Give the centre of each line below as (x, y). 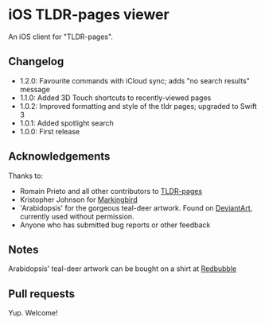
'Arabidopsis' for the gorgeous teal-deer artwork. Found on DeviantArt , (136, 207)
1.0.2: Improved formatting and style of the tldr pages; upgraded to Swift (138, 106)
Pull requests (42, 294)
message (35, 89)
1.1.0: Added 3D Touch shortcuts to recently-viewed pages (115, 98)
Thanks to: (26, 176)
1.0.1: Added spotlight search (66, 123)
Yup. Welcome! (33, 313)
